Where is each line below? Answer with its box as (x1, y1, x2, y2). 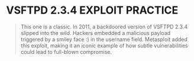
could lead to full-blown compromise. (20, 48, 112, 55)
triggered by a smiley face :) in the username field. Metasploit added (20, 36, 188, 43)
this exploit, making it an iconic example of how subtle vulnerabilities (20, 42, 188, 49)
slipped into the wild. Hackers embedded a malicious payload (20, 29, 171, 36)
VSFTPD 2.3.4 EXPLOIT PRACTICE (6, 4, 179, 17)
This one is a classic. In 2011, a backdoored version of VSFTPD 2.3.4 (20, 23, 188, 30)
